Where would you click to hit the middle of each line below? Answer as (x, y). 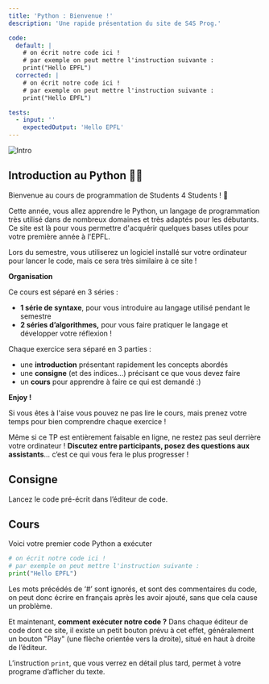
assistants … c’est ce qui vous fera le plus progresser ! (99, 454)
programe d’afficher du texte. (57, 672)
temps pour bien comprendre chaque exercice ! (87, 421)
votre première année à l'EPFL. (60, 236)
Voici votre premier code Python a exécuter (81, 544)
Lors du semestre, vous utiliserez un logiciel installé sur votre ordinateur (128, 252)
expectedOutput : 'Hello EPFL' (74, 127)
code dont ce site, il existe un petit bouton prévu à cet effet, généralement (131, 631)
